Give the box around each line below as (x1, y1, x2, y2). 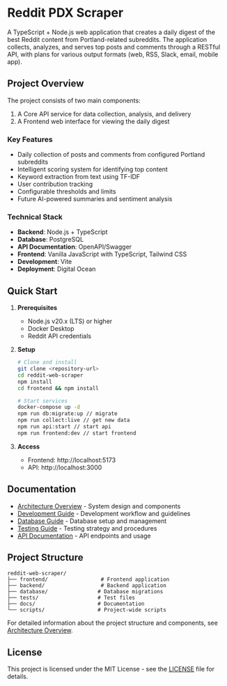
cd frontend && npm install (17, 384, 99, 391)
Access (17, 442, 40, 451)
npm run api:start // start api (17, 423, 111, 430)
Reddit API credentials (27, 332, 92, 341)
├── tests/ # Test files (7, 594, 136, 602)
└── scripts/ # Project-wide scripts (7, 607, 167, 614)
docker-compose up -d (17, 404, 80, 411)
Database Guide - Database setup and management (17, 517, 167, 525)
